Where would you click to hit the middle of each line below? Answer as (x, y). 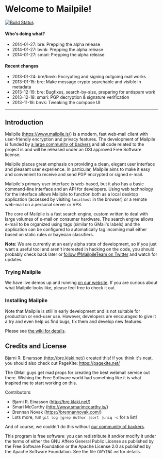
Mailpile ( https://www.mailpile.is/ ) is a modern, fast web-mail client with (77, 134)
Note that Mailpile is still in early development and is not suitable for (73, 311)
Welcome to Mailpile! (48, 9)
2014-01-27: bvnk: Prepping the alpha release (57, 50)
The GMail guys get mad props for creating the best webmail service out (78, 372)
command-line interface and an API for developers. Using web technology (79, 189)
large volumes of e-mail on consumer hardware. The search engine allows (79, 219)
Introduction (24, 122)
